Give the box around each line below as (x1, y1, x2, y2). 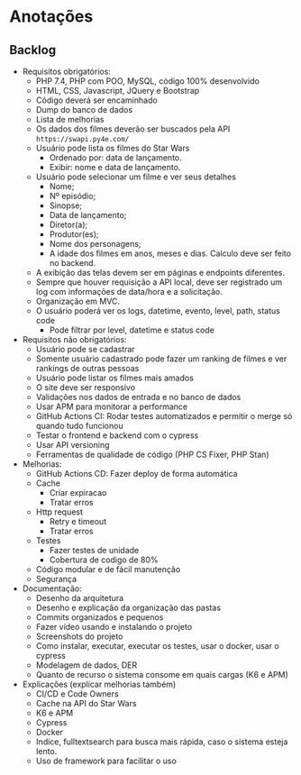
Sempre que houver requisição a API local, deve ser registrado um (35, 277, 283, 287)
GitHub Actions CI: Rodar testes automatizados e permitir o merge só (35, 411, 293, 421)
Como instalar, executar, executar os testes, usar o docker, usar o (35, 641, 279, 651)
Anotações (9, 6, 94, 27)
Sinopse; (49, 200, 83, 211)
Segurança (35, 574, 78, 584)
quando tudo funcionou (35, 421, 123, 431)
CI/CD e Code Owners (35, 688, 119, 699)
